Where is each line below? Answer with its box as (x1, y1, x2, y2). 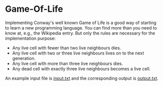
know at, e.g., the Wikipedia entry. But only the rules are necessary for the (5, 30, 156, 36)
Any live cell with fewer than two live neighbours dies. (12, 45, 121, 51)
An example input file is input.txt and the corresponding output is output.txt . (5, 75, 159, 81)
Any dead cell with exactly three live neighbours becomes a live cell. (12, 65, 151, 72)
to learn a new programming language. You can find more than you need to (5, 25, 157, 30)
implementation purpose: (5, 35, 56, 41)
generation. (12, 55, 36, 61)
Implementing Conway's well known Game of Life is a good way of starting (5, 20, 157, 26)
